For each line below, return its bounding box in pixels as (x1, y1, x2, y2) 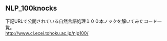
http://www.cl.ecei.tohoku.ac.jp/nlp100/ (5, 30, 89, 36)
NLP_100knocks (5, 4, 57, 13)
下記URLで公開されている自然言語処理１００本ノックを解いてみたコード (5, 18, 158, 24)
